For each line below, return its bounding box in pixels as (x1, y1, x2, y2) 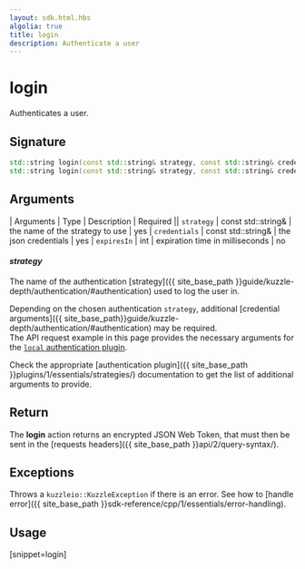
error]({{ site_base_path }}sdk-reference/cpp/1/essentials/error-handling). (9, 498, 287, 509)
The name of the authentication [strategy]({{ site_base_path (9, 276, 234, 287)
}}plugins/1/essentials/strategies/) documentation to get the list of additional (9, 368, 294, 379)
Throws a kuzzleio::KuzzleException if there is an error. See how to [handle (9, 489, 294, 500)
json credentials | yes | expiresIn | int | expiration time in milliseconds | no (9, 235, 286, 246)
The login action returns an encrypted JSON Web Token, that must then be (9, 428, 290, 440)
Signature (9, 133, 66, 150)
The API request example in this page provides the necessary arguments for (9, 332, 295, 343)
